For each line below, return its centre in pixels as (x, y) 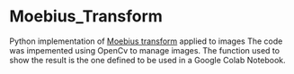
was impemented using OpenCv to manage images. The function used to (145, 50)
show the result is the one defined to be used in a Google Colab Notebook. (147, 60)
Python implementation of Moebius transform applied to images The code (146, 41)
